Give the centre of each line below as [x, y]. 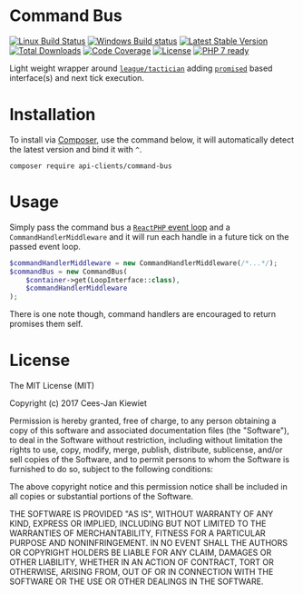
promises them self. [46, 324]
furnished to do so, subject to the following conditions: [111, 470]
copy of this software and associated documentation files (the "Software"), [150, 431]
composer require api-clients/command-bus [91, 166]
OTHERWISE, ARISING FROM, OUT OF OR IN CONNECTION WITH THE [142, 572]
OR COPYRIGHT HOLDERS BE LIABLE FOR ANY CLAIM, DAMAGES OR [141, 553]
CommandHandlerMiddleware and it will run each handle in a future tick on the [149, 236]
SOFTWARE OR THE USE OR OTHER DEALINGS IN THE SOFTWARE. [137, 581]
